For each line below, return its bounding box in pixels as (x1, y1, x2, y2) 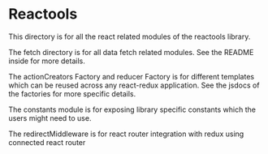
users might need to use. (8, 113, 92, 122)
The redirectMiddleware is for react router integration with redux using (8, 129, 244, 139)
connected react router (8, 137, 86, 147)
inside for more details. (8, 56, 85, 66)
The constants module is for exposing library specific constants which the (8, 105, 256, 114)
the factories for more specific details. (8, 88, 136, 98)
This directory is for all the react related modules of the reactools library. (8, 32, 251, 41)
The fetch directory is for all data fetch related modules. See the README (8, 47, 254, 57)
